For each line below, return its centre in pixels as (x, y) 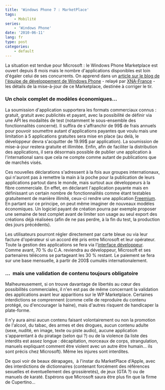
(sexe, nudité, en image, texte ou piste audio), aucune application (71, 331)
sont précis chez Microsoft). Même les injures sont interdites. (67, 351)
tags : (11, 14)
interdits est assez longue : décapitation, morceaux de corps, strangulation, (82, 341)
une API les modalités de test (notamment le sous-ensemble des (71, 120)
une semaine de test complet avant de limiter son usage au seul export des (81, 214)
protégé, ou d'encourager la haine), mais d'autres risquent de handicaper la (82, 305)
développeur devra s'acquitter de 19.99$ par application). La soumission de (82, 141)
